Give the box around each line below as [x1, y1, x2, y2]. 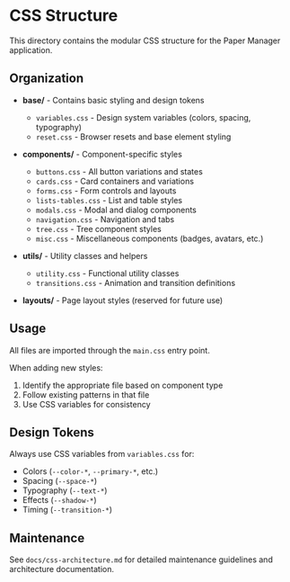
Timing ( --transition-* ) [22, 505, 113, 515]
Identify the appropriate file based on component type [22, 380, 224, 390]
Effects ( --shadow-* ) [22, 495, 97, 506]
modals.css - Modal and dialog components [35, 204, 198, 215]
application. [9, 44, 53, 55]
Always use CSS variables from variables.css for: [9, 449, 195, 460]
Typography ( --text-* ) [22, 485, 108, 496]
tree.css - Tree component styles [35, 223, 162, 234]
